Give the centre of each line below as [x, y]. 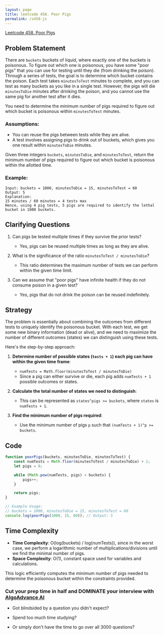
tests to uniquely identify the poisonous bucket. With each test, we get [76, 327]
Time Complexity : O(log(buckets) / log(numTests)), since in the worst [83, 543]
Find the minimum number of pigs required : [57, 415]
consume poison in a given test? [45, 285]
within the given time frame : [41, 362]
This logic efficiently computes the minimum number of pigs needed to [77, 573]
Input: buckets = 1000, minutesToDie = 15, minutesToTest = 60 [71, 188]
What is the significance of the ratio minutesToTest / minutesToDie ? [81, 256]
